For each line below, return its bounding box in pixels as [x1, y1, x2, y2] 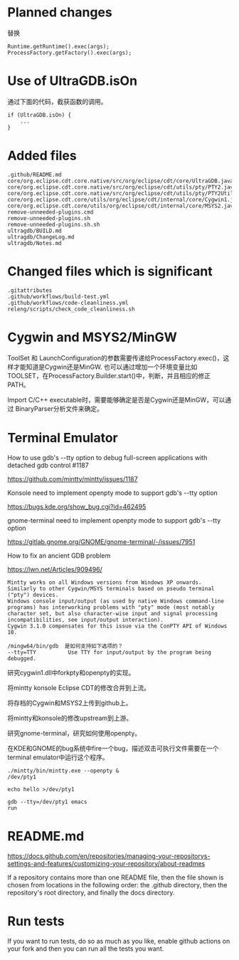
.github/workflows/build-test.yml [7, 293, 110, 300]
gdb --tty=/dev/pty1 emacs [7, 798, 87, 805]
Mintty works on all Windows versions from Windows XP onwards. [7, 578, 202, 586]
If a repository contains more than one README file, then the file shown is [7, 873, 224, 882]
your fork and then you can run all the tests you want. [7, 944, 164, 953]
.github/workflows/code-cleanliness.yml [7, 299, 129, 306]
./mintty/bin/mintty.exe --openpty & [7, 767, 119, 774]
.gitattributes [7, 286, 53, 294]
